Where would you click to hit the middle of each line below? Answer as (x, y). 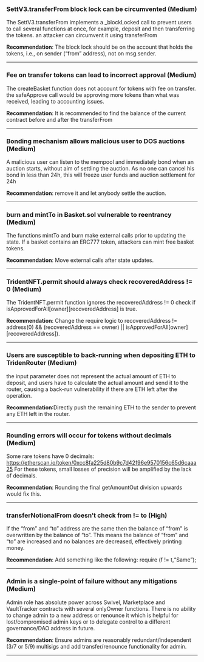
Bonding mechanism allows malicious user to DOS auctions (96, 141)
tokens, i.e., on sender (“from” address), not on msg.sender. (81, 54)
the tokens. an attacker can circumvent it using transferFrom (82, 35)
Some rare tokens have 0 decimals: (50, 456)
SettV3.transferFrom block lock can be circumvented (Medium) (102, 9)
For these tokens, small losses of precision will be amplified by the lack (103, 469)
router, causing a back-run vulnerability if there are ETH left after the (92, 389)
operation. (19, 395)
